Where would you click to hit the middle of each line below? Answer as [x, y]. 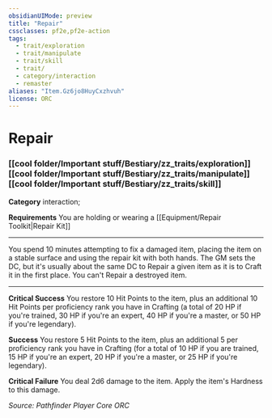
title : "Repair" [36, 23]
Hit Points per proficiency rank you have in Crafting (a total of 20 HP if [125, 306]
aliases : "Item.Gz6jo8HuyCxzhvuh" [67, 91]
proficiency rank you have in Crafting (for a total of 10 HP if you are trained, [134, 348]
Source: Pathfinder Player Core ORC [69, 405]
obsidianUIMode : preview [50, 16]
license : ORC [30, 99]
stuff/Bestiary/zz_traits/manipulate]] [176, 174]
